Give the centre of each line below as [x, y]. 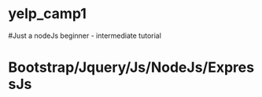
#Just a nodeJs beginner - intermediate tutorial [85, 35]
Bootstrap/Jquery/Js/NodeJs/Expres [131, 67]
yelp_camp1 [47, 14]
